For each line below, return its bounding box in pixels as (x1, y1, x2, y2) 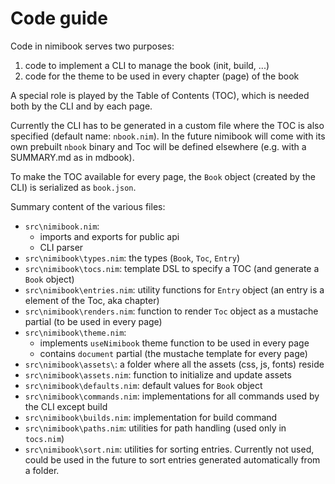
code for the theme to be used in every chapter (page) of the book (24, 70, 300, 82)
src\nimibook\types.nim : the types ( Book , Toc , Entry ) (24, 252, 241, 264)
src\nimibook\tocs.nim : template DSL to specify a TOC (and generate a (24, 262, 320, 274)
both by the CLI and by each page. (10, 100, 153, 112)
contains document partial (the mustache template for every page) (39, 347, 308, 359)
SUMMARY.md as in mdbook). (10, 151, 135, 163)
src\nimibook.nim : (24, 220, 100, 232)
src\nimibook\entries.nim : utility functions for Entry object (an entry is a (24, 283, 325, 296)
